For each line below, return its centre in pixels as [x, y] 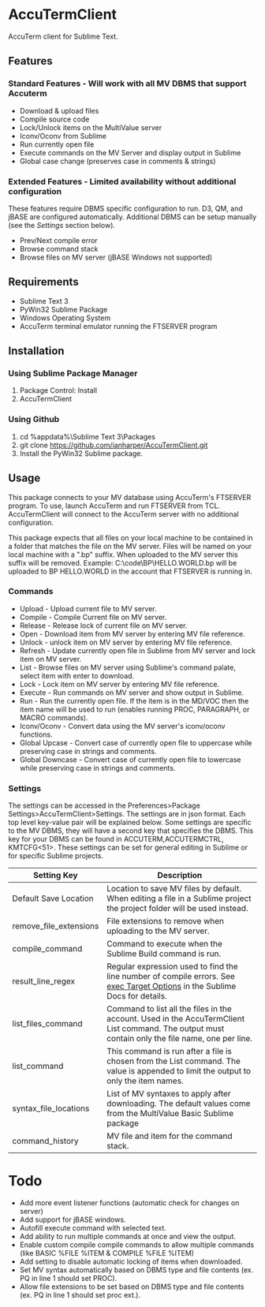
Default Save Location [53, 898]
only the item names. [145, 1081]
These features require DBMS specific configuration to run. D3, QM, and [125, 208]
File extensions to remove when [165, 921]
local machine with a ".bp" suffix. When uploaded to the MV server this [123, 555]
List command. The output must [165, 1029]
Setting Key [55, 876]
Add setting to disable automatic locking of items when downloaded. [131, 1262]
